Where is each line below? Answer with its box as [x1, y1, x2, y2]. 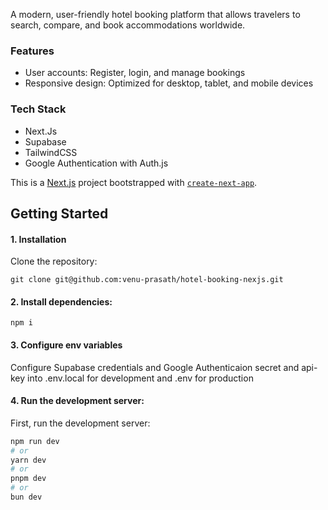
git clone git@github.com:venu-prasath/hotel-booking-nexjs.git [10, 275, 284, 285]
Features [10, 44, 55, 58]
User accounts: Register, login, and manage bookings [24, 67, 246, 79]
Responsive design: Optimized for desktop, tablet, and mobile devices [24, 77, 314, 89]
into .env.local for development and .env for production [27, 372, 254, 384]
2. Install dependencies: [10, 295, 113, 308]
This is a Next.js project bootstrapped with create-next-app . [10, 176, 258, 188]
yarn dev [10, 455, 47, 465]
